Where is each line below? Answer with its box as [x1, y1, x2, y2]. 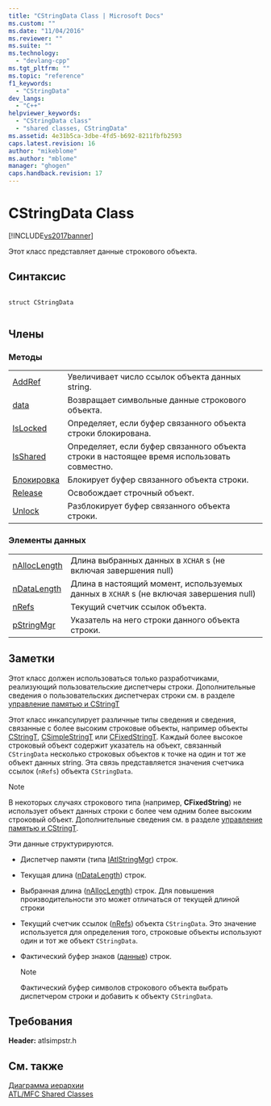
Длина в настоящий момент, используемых [70, 578, 244, 589]
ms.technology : [8, 49, 60, 57]
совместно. [67, 461, 113, 472]
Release [12, 488, 43, 499]
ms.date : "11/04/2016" [8, 27, 85, 35]
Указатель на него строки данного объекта [70, 614, 240, 626]
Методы [8, 352, 43, 363]
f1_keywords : [8, 79, 52, 87]
